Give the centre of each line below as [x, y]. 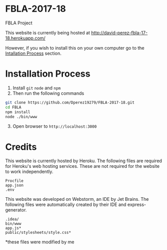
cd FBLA [13, 107]
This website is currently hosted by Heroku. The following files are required [84, 161]
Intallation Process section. [33, 53]
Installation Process [48, 74]
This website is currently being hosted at [48, 32]
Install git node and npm [36, 88]
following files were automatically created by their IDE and [66, 205]
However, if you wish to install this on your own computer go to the [75, 48]
